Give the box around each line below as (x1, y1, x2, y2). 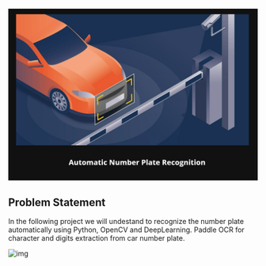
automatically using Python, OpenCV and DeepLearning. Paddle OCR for (8, 225, 245, 234)
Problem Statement (8, 196, 106, 209)
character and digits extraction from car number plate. (8, 234, 185, 243)
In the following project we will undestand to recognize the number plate (8, 217, 244, 226)
